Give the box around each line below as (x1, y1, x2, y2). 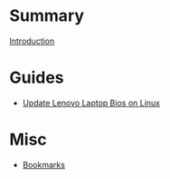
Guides (9, 67, 65, 88)
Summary (9, 5, 84, 26)
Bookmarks (22, 159, 66, 170)
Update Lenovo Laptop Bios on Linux (22, 97, 161, 108)
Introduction (9, 35, 55, 46)
